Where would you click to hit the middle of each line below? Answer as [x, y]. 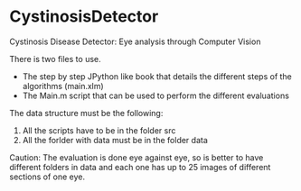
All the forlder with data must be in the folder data [115, 140]
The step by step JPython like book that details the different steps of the [157, 76]
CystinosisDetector [84, 17]
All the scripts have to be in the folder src [99, 130]
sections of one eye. [47, 177]
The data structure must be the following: [86, 113]
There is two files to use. [55, 59]
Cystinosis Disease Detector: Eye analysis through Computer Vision [135, 41]
